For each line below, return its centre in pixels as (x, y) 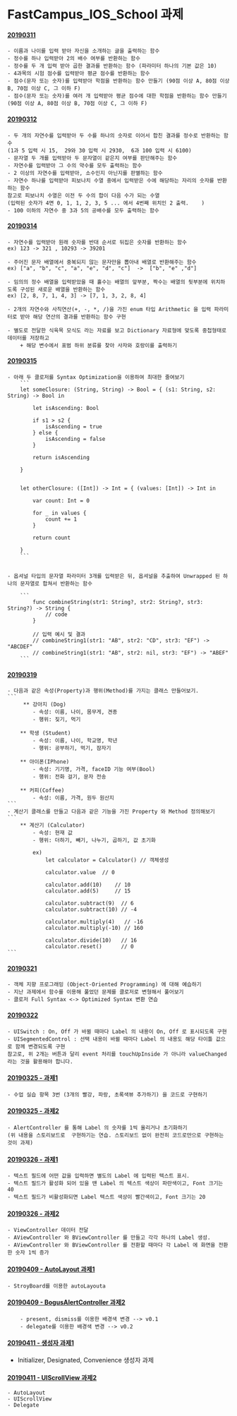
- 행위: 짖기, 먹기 (57, 720)
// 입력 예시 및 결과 (59, 634)
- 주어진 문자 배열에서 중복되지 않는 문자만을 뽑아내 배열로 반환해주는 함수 (102, 262)
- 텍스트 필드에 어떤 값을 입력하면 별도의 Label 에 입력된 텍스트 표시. (99, 1176)
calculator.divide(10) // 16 (91, 940)
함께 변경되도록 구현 (40, 1046)
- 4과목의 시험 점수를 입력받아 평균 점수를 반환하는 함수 (79, 74)
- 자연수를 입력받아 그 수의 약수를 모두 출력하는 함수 (75, 165)
